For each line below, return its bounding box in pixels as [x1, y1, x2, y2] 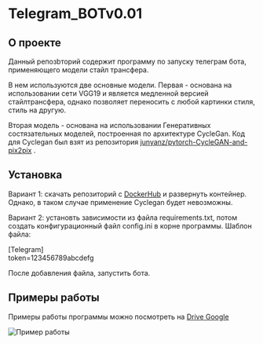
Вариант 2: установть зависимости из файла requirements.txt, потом [8, 213, 238, 222]
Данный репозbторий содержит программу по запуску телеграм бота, [8, 57, 247, 66]
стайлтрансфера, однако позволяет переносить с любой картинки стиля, [8, 97, 255, 106]
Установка [8, 168, 63, 181]
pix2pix [8, 146, 32, 155]
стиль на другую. [8, 105, 67, 115]
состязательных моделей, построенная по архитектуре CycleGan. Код [8, 129, 246, 138]
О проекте [8, 36, 61, 49]
